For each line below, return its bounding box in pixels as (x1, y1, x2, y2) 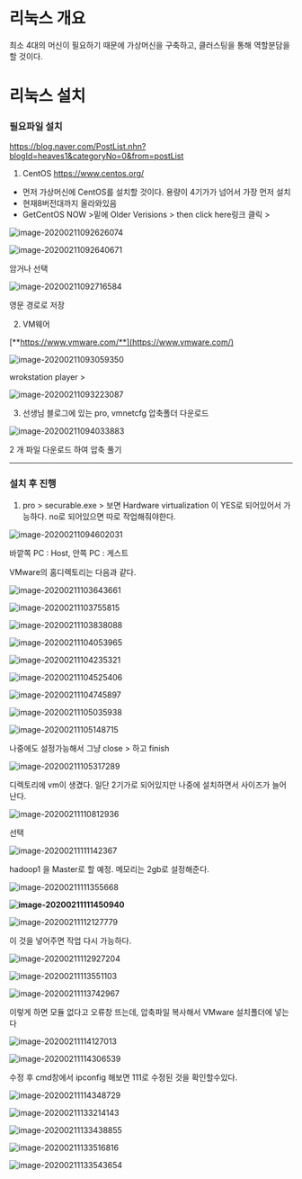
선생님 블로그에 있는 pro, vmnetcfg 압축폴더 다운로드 (22, 408, 209, 418)
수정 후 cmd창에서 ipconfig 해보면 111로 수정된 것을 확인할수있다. (9, 1072, 238, 1083)
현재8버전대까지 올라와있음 (22, 198, 117, 209)
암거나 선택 (9, 263, 49, 274)
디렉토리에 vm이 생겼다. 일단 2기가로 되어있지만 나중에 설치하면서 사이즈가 (9, 779, 271, 790)
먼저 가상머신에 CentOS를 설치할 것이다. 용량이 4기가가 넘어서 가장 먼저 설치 (22, 186, 291, 198)
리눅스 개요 (9, 8, 86, 29)
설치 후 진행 (9, 478, 57, 490)
